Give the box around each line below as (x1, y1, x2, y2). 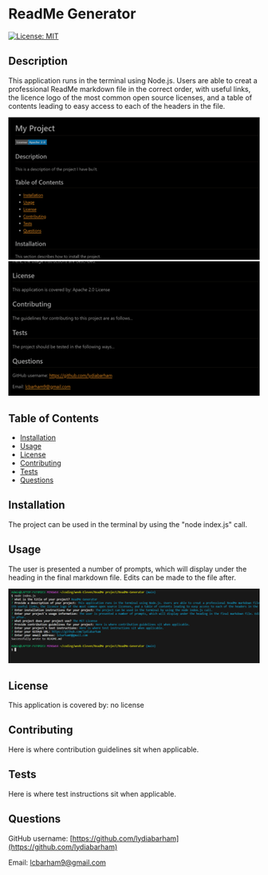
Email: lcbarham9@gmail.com (8, 857, 106, 867)
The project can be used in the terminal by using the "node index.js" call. (8, 519, 248, 529)
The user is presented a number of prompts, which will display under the (8, 564, 247, 573)
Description (8, 54, 68, 68)
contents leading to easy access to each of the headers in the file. (8, 101, 226, 110)
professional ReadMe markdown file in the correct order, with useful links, (8, 84, 251, 94)
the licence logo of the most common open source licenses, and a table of (8, 93, 253, 102)
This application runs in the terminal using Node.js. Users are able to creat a (8, 75, 258, 85)
